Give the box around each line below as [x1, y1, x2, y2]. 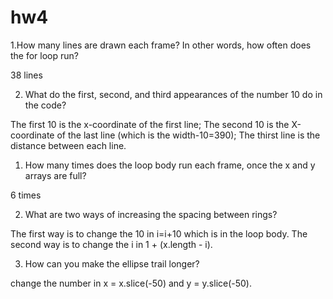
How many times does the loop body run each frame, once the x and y [24, 159, 316, 171]
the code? [24, 99, 67, 111]
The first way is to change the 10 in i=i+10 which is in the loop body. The [10, 227, 308, 240]
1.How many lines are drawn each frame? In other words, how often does [10, 39, 312, 51]
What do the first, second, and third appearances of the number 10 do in [24, 88, 323, 100]
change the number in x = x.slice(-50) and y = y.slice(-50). [10, 277, 253, 289]
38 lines [10, 69, 43, 81]
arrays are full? [24, 169, 87, 181]
